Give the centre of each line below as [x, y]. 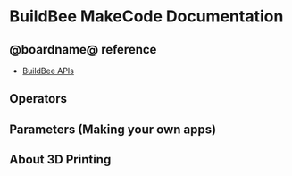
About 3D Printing [60, 159]
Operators [38, 99]
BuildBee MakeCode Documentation [146, 17]
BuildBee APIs [48, 71]
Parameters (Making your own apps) [113, 129]
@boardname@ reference [83, 50]
